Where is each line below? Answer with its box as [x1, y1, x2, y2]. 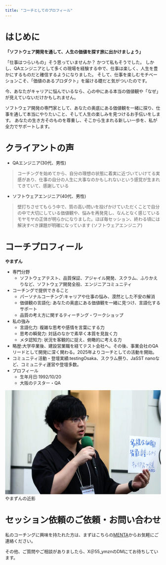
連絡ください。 [5, 538, 36, 544]
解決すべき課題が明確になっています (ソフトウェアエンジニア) [17, 222, 143, 228]
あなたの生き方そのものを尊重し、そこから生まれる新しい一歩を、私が [14, 117, 158, 123]
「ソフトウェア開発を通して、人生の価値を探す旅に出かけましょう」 [5, 48, 143, 54]
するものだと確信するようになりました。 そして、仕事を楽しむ [14, 72, 140, 78]
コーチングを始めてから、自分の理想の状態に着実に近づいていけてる [17, 170, 156, 176]
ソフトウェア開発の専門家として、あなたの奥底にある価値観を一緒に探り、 [5, 105, 157, 111]
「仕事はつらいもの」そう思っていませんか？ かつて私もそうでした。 [5, 59, 145, 65]
